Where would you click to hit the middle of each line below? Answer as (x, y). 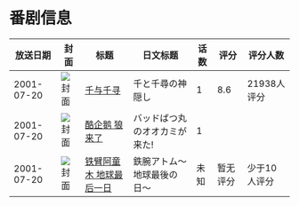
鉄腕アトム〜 (160, 161)
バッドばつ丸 (160, 118)
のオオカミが (160, 131)
